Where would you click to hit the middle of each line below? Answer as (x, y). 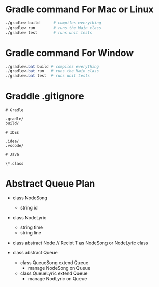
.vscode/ (15, 146)
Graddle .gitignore (45, 97)
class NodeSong (30, 198)
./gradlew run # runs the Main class (53, 28)
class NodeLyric (30, 217)
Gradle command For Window (70, 53)
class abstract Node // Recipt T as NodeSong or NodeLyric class (80, 243)
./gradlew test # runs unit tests (49, 32)
